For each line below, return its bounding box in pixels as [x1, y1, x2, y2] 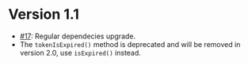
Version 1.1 [8, 5, 79, 23]
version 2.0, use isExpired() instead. [19, 48, 141, 57]
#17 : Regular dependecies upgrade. [19, 31, 136, 41]
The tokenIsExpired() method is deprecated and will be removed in [19, 39, 241, 49]
